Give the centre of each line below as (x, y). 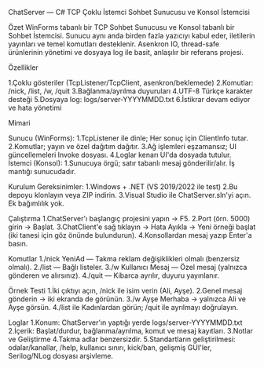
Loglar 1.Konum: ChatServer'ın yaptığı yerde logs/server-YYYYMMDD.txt (125, 322)
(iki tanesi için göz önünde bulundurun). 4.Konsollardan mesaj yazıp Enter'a (130, 235)
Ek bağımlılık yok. (36, 203)
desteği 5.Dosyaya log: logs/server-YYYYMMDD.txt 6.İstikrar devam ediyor (129, 99)
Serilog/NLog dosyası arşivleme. (61, 356)
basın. (18, 244)
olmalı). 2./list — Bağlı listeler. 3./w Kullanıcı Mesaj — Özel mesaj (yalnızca (128, 267)
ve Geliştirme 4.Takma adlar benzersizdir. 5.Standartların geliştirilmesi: (122, 339)
